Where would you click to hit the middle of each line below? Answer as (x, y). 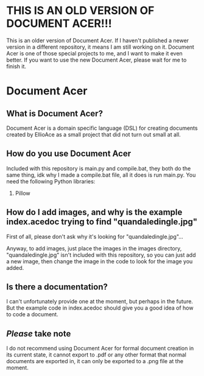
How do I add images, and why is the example (94, 212)
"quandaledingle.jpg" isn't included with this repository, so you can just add (101, 255)
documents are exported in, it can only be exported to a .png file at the (95, 361)
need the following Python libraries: (51, 181)
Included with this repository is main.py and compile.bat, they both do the (99, 168)
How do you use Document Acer (69, 154)
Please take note (39, 334)
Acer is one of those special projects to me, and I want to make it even (94, 53)
